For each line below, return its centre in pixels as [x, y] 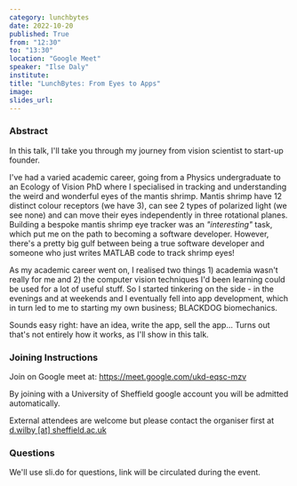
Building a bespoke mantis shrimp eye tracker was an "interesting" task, [141, 224]
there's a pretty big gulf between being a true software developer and [137, 243]
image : [21, 92]
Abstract [29, 131]
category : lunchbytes [49, 17]
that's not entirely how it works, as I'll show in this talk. [109, 334]
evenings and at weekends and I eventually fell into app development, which [149, 298]
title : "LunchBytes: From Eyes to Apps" [85, 84]
